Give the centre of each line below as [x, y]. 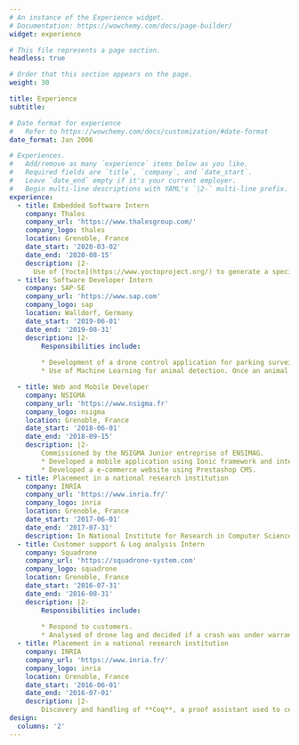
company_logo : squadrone [71, 569]
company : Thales [56, 214]
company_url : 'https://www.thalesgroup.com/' [111, 222]
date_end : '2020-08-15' [69, 255]
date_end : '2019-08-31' [69, 329]
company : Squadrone [61, 553]
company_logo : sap [59, 305]
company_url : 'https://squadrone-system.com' [111, 561]
